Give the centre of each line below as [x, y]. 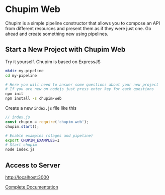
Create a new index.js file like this [41, 108]
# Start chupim [21, 145]
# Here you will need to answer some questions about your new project [82, 84]
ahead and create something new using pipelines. [57, 34]
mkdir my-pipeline [24, 71]
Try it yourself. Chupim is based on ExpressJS [53, 62]
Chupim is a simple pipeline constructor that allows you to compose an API [82, 23]
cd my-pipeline [21, 75]
